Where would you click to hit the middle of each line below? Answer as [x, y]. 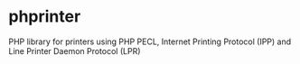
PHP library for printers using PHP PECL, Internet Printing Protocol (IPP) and [150, 41]
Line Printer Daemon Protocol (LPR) [75, 50]
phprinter [45, 17]
